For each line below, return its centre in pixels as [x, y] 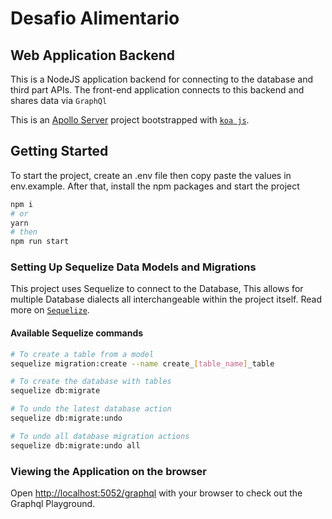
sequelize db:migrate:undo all [75, 445]
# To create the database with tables [91, 382]
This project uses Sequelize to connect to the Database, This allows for [157, 289]
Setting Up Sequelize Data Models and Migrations [133, 267]
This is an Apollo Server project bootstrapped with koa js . [130, 120]
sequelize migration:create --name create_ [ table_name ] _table [142, 363]
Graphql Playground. [53, 503]
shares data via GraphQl [59, 100]
